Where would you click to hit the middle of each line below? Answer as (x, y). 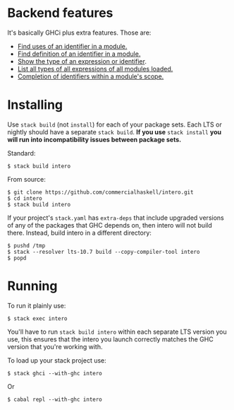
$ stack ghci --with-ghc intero (55, 373)
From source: (26, 179)
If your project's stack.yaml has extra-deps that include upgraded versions (116, 218)
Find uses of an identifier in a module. (72, 46)
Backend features (60, 13)
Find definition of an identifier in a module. (79, 54)
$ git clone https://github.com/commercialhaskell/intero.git (100, 192)
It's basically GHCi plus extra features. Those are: (79, 33)
